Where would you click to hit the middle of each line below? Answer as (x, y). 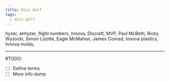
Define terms (26, 68)
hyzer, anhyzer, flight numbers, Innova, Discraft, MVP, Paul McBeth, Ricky (82, 34)
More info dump (29, 74)
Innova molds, (20, 44)
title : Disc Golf (24, 10)
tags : (11, 15)
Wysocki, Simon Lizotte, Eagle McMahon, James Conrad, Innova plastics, (82, 39)
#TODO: (14, 59)
